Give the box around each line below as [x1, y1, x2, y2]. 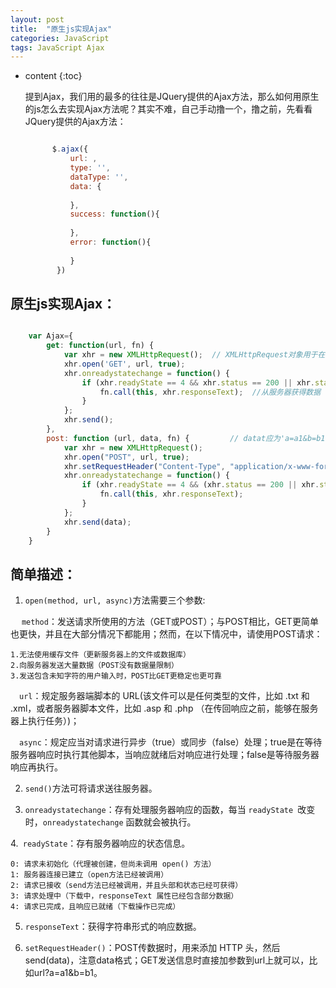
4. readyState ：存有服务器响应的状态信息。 [10, 837, 191, 850]
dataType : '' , [69, 172, 129, 182]
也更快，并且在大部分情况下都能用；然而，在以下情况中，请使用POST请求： [10, 628, 323, 640]
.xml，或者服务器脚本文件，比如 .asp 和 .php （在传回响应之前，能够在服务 [10, 702, 319, 715]
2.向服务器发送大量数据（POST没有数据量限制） [10, 661, 179, 671]
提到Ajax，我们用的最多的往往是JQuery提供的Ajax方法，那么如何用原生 [24, 91, 320, 103]
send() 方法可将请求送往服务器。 [24, 782, 158, 795]
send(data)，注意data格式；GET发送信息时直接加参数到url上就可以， [24, 954, 310, 966]
